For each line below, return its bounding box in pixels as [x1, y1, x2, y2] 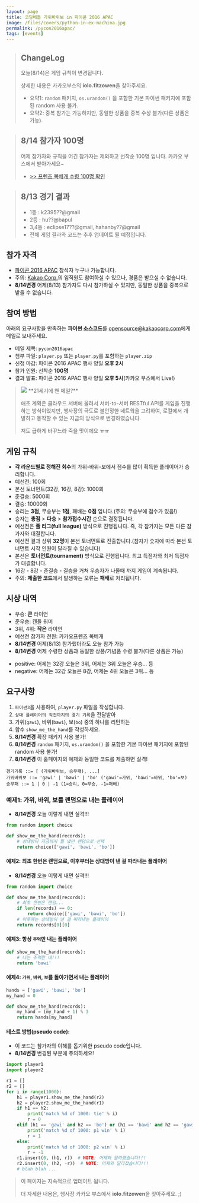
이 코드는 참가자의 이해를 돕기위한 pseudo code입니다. [14, 1042, 142, 1049]
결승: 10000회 [14, 500, 48, 507]
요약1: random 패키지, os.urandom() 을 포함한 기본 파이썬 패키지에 [29, 94, 181, 101]
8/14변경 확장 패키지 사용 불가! [14, 733, 86, 740]
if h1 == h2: [17, 1105, 49, 1112]
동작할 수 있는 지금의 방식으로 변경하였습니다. [36, 415, 141, 422]
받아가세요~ [36, 160, 65, 167]
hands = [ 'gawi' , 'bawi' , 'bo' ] [6, 987, 86, 993]
